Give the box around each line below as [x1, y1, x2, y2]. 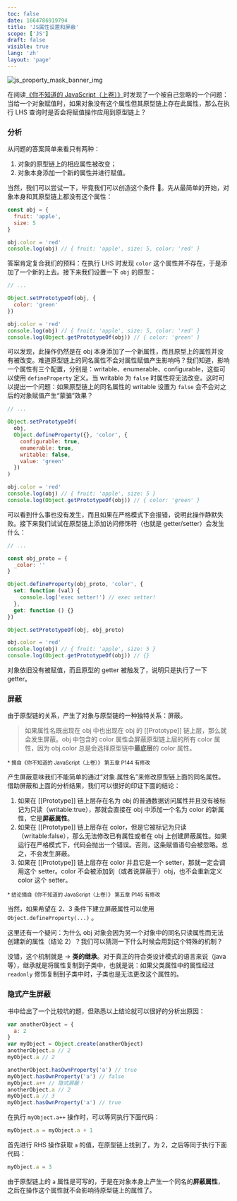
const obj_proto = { [7, 555, 68, 562]
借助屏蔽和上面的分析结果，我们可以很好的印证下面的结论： [7, 782, 181, 790]
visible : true [7, 43, 49, 50]
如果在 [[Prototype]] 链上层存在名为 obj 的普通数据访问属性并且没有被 [17, 796, 220, 805]
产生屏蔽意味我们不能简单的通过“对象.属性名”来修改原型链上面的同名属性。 [7, 772, 225, 781]
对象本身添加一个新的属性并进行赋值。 [17, 169, 129, 177]
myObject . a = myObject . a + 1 [7, 1127, 93, 1134]
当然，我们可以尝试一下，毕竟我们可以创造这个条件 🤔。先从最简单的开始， [7, 184, 224, 192]
